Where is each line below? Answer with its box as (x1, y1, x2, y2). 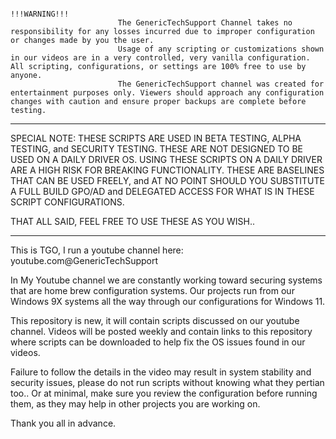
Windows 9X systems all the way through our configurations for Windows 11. (10, 296, 326, 307)
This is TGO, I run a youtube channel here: (10, 244, 184, 256)
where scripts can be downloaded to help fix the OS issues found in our (10, 336, 306, 348)
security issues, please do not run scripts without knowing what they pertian (10, 377, 325, 388)
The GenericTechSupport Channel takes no (117, 18, 293, 28)
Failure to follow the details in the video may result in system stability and (10, 366, 312, 378)
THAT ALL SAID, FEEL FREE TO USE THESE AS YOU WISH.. (10, 216, 256, 227)
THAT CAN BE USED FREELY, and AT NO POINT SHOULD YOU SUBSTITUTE (10, 175, 325, 186)
